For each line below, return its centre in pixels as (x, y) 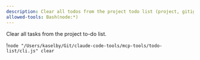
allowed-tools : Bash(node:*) (42, 17)
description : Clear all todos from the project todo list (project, (93, 11)
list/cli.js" (22, 51)
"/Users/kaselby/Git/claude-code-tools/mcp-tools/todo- (91, 46)
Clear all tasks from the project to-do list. (57, 34)
